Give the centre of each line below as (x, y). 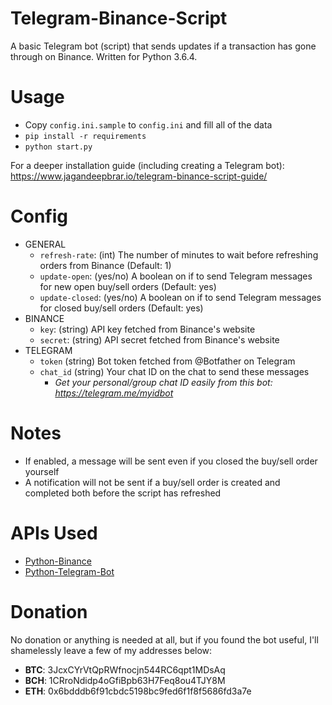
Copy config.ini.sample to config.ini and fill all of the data (148, 124)
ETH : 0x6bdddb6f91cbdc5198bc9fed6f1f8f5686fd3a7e (138, 691)
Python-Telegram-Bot (69, 571)
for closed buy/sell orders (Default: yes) (121, 308)
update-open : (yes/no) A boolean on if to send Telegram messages (176, 276)
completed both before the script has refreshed (123, 493)
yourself (42, 471)
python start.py (58, 147)
